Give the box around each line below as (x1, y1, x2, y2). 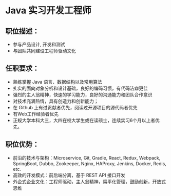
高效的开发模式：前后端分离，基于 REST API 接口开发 (12, 172, 126, 178)
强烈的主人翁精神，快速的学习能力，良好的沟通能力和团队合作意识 (12, 91, 153, 97)
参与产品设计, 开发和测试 (12, 42, 65, 47)
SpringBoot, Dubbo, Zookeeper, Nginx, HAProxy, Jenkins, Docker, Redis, (12, 160, 167, 167)
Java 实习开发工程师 (5, 5, 91, 16)
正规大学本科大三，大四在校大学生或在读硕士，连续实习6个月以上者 (12, 117, 156, 123)
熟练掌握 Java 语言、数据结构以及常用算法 (12, 79, 102, 85)
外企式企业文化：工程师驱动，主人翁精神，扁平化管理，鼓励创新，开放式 (12, 178, 166, 185)
